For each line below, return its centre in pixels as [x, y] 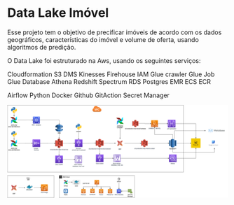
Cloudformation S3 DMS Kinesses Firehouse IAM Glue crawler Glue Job [111, 74]
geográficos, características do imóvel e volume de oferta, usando [103, 39]
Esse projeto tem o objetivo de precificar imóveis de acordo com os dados [115, 32]
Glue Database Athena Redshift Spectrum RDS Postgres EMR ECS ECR [109, 81]
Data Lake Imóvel [58, 13]
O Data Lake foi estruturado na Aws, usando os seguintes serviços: [104, 60]
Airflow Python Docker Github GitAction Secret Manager [89, 95]
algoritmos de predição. [42, 47]
